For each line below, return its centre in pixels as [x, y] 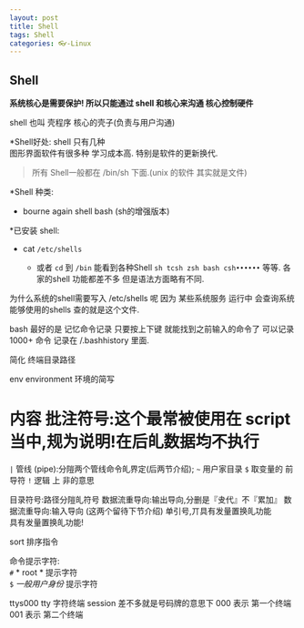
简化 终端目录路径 [42, 360]
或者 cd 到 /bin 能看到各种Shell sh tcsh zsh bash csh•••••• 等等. [158, 268]
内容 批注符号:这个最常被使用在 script [150, 419]
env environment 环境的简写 [62, 380]
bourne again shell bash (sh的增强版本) [96, 211]
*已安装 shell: [35, 231]
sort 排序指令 [34, 542]
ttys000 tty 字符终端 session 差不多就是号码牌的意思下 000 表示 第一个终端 [150, 603]
